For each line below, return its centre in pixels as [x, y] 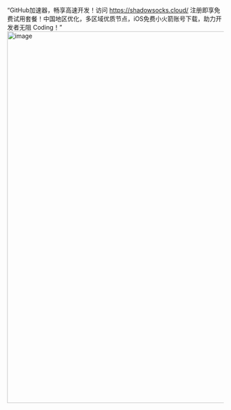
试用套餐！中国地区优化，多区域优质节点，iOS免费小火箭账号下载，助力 [114, 19]
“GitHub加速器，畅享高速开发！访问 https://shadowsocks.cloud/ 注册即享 [111, 10]
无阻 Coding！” [41, 27]
